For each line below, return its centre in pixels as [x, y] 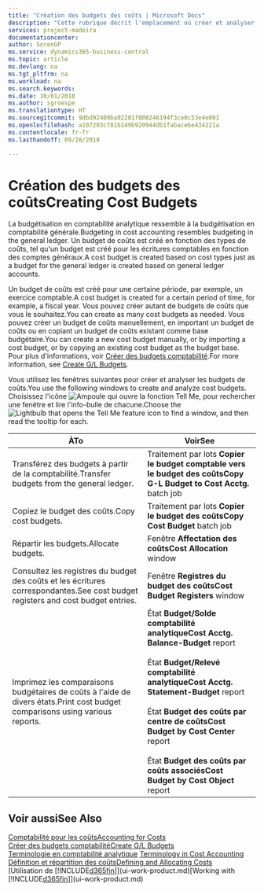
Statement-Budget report [196, 692]
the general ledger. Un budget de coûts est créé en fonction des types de [127, 241]
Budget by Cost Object [191, 781]
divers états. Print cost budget [67, 702]
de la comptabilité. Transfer [62, 474]
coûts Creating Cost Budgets [103, 202]
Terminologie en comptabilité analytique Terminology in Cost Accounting [126, 854]
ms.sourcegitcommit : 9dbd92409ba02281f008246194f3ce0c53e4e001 [114, 118]
